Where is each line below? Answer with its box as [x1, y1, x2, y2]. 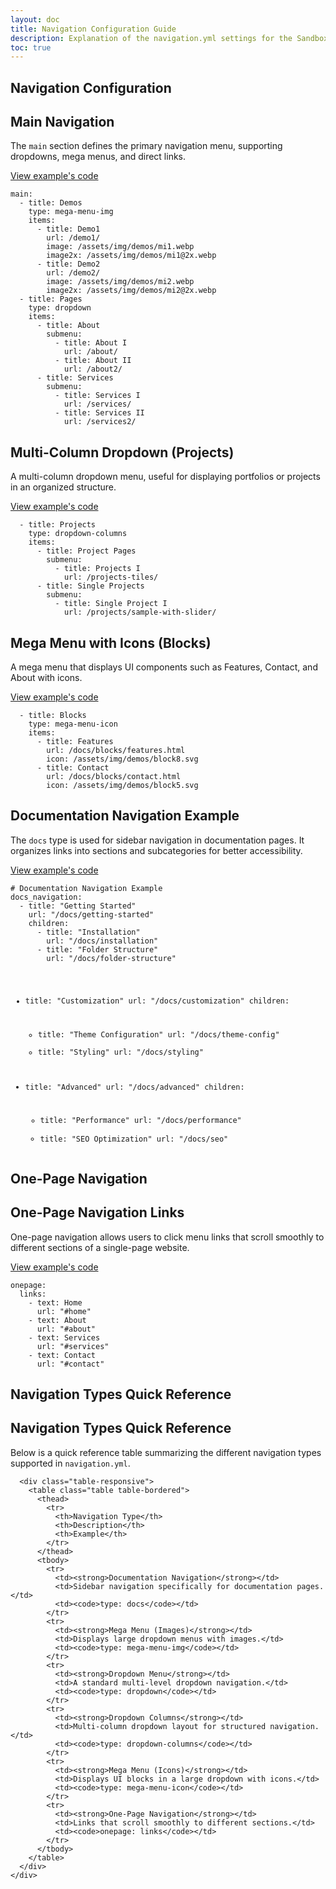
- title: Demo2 [36, 259, 101, 270]
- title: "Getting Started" [19, 901, 137, 911]
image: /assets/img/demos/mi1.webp [46, 242, 195, 252]
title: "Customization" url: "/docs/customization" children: [24, 996, 290, 1006]
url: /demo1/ [46, 233, 101, 243]
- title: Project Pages [36, 546, 137, 556]
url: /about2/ [63, 364, 123, 375]
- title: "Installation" [36, 927, 141, 937]
